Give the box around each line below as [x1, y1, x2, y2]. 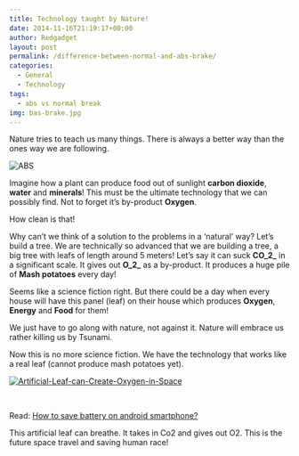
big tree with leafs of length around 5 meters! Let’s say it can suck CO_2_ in [9, 250, 286, 261]
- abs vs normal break [17, 99, 101, 108]
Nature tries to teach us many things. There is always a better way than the [9, 134, 285, 144]
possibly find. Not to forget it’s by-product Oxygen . [9, 197, 198, 208]
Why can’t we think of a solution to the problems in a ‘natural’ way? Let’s [9, 232, 274, 242]
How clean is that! [9, 214, 76, 224]
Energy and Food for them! [9, 305, 109, 316]
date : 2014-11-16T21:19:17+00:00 [9, 23, 133, 33]
